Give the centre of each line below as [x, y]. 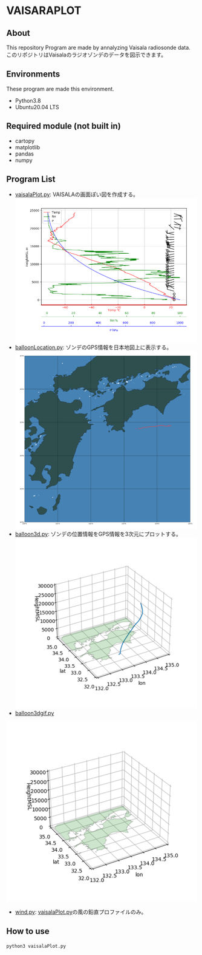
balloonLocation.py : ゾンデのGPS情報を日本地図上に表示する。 [93, 347]
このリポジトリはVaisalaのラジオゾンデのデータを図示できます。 [86, 55]
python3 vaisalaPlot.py [36, 946]
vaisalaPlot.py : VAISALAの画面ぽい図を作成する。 [77, 194]
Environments [33, 74]
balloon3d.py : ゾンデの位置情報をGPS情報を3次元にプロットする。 [98, 534]
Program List [31, 179]
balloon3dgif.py [34, 713]
